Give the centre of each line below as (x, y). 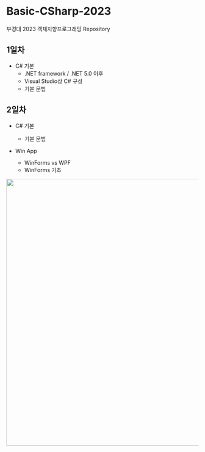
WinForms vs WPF (48, 162)
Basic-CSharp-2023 (59, 11)
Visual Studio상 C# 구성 (53, 81)
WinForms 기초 (43, 170)
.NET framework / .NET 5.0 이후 (64, 73)
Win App (26, 151)
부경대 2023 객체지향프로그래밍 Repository (58, 29)
